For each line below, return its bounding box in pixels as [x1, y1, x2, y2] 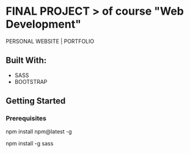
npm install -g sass [5, 140, 54, 147]
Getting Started [5, 96, 66, 106]
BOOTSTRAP [14, 78, 48, 85]
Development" [5, 17, 82, 31]
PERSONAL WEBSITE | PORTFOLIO [5, 37, 95, 45]
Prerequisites [5, 114, 46, 123]
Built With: [5, 55, 47, 65]
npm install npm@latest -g [5, 128, 72, 135]
